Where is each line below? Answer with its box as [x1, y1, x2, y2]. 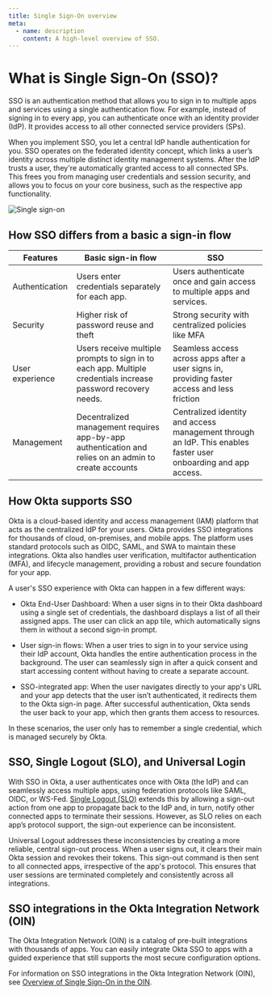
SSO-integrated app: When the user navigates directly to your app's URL [19, 681, 262, 692]
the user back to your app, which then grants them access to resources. [19, 707, 261, 717]
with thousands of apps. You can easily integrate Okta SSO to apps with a [8, 944, 253, 955]
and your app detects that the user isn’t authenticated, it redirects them [19, 690, 257, 700]
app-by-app [76, 432, 126, 442]
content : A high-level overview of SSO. [23, 34, 161, 43]
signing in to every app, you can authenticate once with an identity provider [8, 113, 260, 123]
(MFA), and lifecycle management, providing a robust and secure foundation [8, 559, 262, 569]
